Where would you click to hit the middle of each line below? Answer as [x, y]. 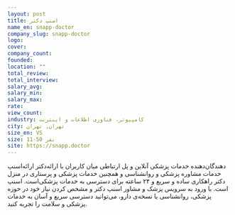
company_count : [30, 54]
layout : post [27, 14]
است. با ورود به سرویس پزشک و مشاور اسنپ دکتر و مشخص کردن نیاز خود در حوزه [118, 189]
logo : [15, 40]
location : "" [27, 67]
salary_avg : [25, 87]
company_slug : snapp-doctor [49, 34]
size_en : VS [25, 133]
